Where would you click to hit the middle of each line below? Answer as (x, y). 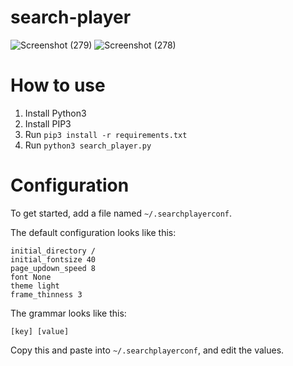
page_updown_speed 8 (53, 268)
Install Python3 (55, 113)
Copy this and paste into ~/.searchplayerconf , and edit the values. (147, 350)
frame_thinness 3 (46, 294)
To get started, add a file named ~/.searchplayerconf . (121, 213)
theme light (35, 286)
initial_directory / (53, 251)
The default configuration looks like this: (93, 232)
